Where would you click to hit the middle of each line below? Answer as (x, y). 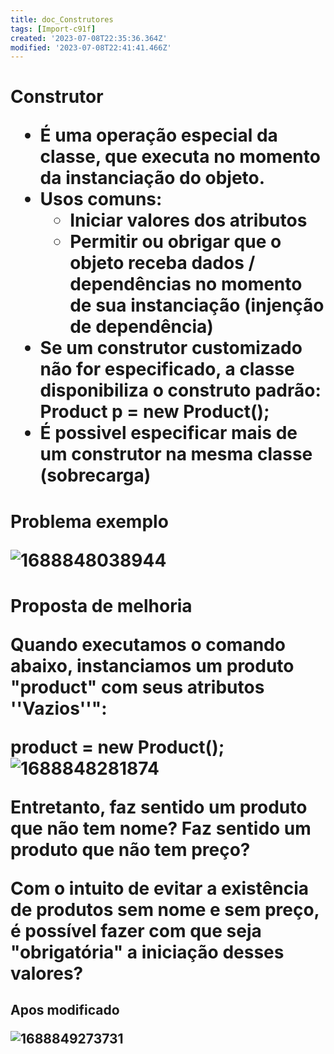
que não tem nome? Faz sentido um (161, 828)
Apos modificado (65, 1010)
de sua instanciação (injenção (197, 305)
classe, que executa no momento (180, 157)
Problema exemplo (89, 521)
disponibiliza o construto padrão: (180, 390)
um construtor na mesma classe (176, 454)
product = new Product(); (117, 747)
